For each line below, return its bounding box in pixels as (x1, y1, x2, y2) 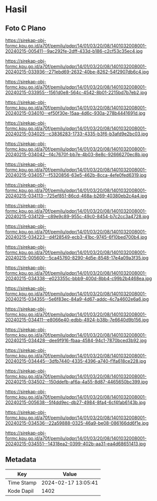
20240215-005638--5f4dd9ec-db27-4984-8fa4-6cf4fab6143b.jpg (5, 399, 146, 405)
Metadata (5, 455, 36, 464)
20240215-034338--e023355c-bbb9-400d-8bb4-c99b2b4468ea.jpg (5, 276, 152, 281)
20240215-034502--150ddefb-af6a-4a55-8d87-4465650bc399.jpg (5, 379, 148, 385)
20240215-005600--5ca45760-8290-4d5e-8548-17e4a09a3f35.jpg (5, 255, 149, 260)
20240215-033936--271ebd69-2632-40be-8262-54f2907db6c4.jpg (5, 69, 149, 75)
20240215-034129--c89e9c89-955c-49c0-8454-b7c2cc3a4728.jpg (5, 214, 149, 219)
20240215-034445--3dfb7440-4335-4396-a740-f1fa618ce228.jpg (5, 358, 146, 364)
